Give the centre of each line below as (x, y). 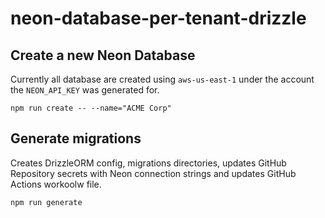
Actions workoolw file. (56, 184)
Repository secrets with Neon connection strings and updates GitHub (153, 173)
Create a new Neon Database (103, 55)
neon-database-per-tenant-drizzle (158, 18)
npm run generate (46, 202)
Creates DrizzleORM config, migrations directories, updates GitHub (148, 163)
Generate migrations (76, 138)
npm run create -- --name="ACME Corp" (91, 108)
